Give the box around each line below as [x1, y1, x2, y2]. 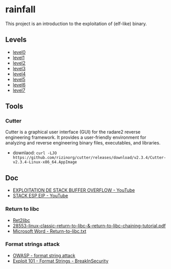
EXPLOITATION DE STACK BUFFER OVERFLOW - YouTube [12, 187, 135, 193]
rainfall [5, 4, 36, 15]
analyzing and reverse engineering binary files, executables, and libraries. [5, 140, 161, 146]
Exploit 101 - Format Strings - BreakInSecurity [12, 258, 109, 264]
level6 [12, 81, 26, 88]
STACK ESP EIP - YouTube [12, 193, 68, 199]
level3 [12, 65, 26, 71]
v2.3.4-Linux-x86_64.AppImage [12, 160, 78, 165]
